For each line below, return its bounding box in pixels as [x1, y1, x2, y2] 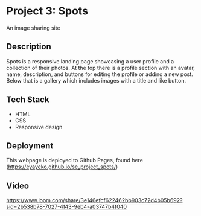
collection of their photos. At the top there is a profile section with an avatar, [6, 64, 195, 71]
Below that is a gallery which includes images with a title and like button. [6, 77, 186, 84]
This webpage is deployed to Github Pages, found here [6, 157, 144, 164]
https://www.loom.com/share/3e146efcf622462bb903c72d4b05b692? [6, 197, 183, 204]
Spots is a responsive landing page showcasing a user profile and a [6, 57, 174, 65]
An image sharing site [6, 24, 60, 31]
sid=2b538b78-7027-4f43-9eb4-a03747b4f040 [6, 203, 127, 211]
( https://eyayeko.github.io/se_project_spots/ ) [6, 163, 118, 170]
